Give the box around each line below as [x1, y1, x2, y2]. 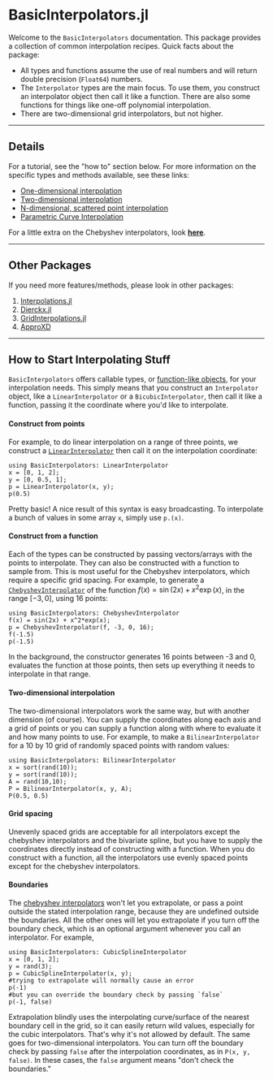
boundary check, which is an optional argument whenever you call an [8, 924, 241, 934]
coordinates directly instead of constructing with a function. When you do [8, 844, 255, 853]
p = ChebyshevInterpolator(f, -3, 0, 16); [8, 624, 154, 632]
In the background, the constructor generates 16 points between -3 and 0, [8, 652, 257, 662]
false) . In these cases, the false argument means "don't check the [8, 1056, 234, 1065]
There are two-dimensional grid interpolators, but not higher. [19, 108, 223, 119]
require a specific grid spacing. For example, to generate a [8, 575, 205, 585]
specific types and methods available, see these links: [8, 170, 189, 179]
